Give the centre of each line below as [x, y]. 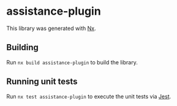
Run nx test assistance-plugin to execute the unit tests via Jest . [89, 96]
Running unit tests [42, 82]
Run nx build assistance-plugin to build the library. [72, 62]
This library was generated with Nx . [51, 28]
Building [22, 47]
